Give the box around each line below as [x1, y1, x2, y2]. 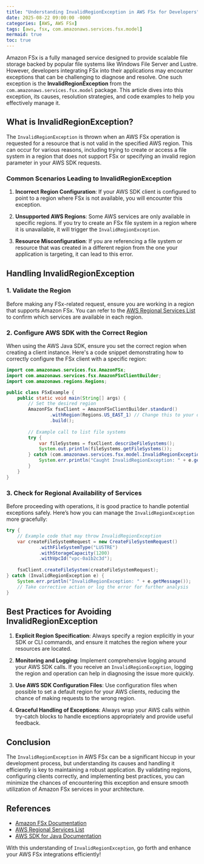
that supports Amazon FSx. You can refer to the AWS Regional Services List [6, 306, 195, 314]
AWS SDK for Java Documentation [15, 832, 102, 840]
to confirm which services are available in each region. [6, 313, 143, 320]
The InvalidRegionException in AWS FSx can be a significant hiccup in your [6, 753, 195, 760]
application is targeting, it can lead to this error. [15, 250, 134, 258]
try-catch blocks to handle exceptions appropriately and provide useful [15, 713, 193, 720]
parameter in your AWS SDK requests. [6, 159, 102, 166]
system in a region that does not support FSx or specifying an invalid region [6, 152, 196, 160]
